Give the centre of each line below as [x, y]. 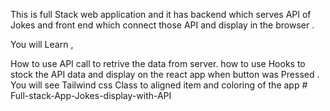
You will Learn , [42, 44]
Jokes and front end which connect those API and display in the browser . [162, 25]
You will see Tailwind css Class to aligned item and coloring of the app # [159, 85]
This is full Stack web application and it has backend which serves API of [161, 14]
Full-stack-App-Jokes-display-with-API [91, 95]
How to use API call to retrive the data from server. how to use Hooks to [158, 63]
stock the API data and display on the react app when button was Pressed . [165, 74]
